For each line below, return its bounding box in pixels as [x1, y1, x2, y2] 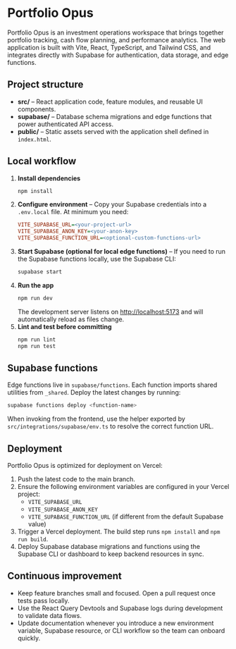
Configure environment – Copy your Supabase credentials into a [17, 200, 207, 209]
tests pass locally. [17, 596, 70, 605]
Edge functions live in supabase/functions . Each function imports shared [7, 381, 218, 389]
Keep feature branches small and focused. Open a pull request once [17, 588, 216, 597]
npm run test [17, 342, 56, 350]
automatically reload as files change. [17, 315, 125, 323]
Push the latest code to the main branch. [17, 475, 136, 483]
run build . [17, 535, 49, 543]
